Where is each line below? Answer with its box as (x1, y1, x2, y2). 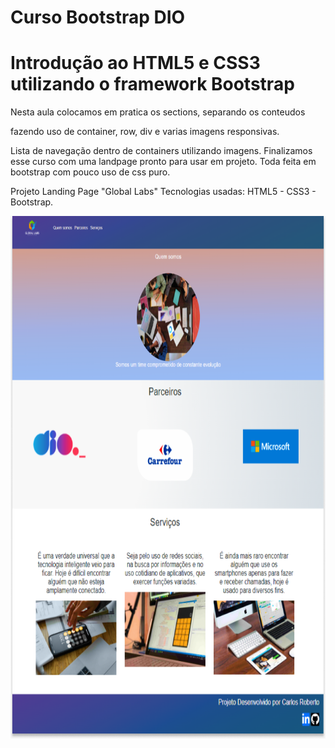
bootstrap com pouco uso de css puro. (10, 166, 171, 178)
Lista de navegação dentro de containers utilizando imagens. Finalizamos (10, 145, 313, 157)
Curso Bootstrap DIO (10, 6, 186, 29)
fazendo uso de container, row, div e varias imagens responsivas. (10, 126, 280, 138)
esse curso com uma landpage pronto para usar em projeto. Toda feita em (10, 156, 317, 168)
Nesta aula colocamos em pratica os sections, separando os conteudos (10, 106, 306, 118)
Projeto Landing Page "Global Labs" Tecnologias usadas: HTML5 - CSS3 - (10, 186, 317, 198)
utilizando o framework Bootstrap (10, 73, 295, 96)
